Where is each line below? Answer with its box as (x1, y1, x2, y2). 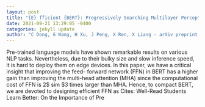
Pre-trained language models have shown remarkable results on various (6, 48, 188, 56)
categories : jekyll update (6, 26, 75, 32)
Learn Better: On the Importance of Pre (6, 94, 105, 101)
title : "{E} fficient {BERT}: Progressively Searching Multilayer (6, 15, 179, 21)
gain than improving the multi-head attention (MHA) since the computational (6, 75, 198, 82)
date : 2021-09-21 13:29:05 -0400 (6, 20, 92, 26)
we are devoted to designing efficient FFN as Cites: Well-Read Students (6, 87, 187, 95)
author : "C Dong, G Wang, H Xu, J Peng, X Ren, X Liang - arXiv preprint (6, 32, 198, 38)
